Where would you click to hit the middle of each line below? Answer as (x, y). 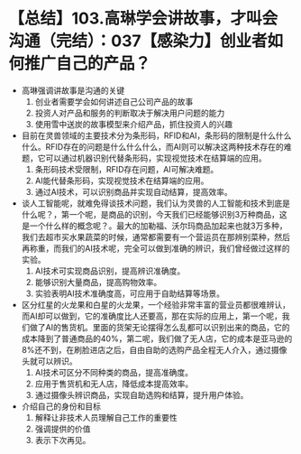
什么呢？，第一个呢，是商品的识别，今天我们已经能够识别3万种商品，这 (154, 214)
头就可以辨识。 (49, 361)
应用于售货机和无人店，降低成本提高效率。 (114, 384)
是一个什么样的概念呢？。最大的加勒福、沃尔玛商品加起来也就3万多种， (154, 226)
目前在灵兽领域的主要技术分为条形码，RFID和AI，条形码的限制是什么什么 (156, 135)
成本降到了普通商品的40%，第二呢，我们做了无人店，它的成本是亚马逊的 (157, 338)
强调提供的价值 (63, 429)
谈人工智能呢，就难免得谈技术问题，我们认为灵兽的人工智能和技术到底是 (155, 203)
